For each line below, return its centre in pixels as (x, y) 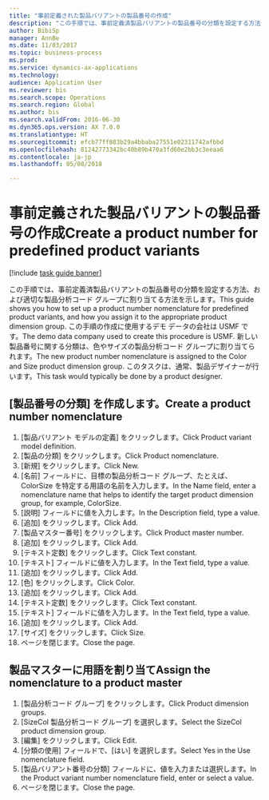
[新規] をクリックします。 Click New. (80, 465)
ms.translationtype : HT (49, 134)
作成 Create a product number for (148, 233)
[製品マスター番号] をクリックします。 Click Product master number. (132, 532)
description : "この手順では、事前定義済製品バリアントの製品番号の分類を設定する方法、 (138, 23)
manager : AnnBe (34, 38)
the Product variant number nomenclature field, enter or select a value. (137, 778)
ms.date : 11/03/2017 (44, 46)
